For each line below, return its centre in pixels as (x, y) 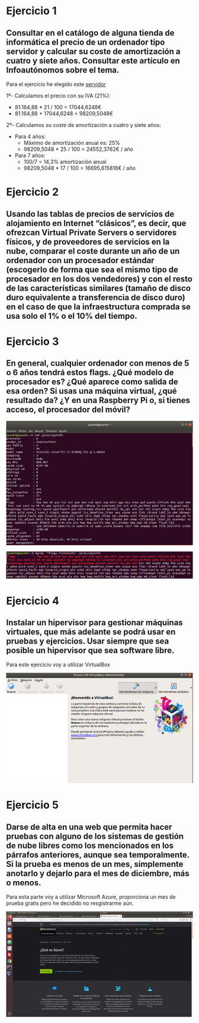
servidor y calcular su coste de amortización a (93, 51)
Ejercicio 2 (33, 192)
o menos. (24, 883)
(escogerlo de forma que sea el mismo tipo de (92, 269)
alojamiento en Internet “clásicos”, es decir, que (96, 223)
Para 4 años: (30, 137)
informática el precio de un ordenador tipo (86, 42)
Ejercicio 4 (33, 601)
